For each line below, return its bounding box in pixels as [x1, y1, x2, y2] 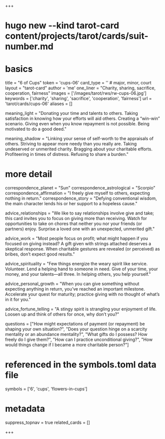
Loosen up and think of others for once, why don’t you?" [5, 311, 119, 317]
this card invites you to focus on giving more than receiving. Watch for [5, 216, 147, 221]
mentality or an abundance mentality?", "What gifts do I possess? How [5, 331, 148, 337]
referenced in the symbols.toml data [5, 359, 157, 370]
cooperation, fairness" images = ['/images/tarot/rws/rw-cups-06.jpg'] [5, 90, 147, 96]
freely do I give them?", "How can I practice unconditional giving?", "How [5, 336, 153, 343]
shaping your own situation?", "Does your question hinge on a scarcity [5, 326, 147, 332]
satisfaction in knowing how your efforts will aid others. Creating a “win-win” [5, 115, 160, 121]
